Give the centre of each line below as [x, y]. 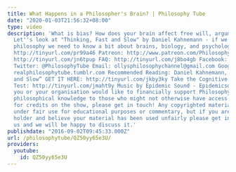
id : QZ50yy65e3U [44, 158]
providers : [23, 145]
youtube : [26, 151]
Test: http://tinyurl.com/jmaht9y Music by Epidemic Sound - [105, 86]
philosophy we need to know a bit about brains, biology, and [106, 46]
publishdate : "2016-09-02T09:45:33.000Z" [69, 131]
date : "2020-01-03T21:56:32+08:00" [59, 20]
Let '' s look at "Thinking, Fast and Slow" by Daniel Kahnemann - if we [121, 40]
